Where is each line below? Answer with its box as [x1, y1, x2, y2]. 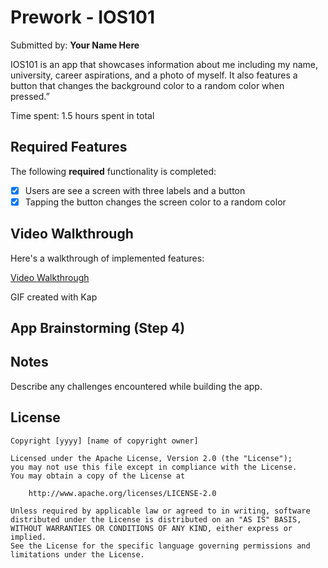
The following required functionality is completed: [10, 165, 217, 177]
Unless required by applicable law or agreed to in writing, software [10, 506, 311, 516]
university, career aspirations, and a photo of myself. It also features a [10, 69, 298, 81]
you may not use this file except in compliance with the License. [10, 462, 298, 472]
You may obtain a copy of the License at [10, 471, 186, 481]
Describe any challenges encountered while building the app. [10, 380, 263, 392]
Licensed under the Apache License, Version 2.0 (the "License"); [10, 453, 293, 463]
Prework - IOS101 [10, 6, 155, 29]
